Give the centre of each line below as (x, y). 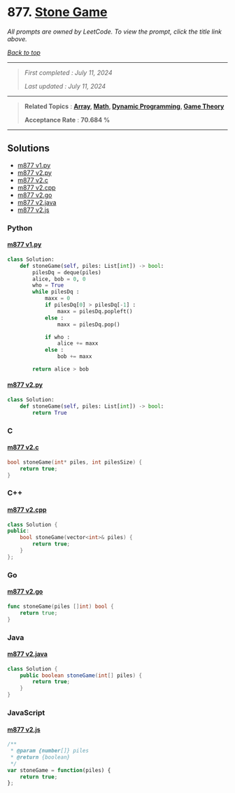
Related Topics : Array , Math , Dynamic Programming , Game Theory (124, 106)
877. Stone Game (57, 12)
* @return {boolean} (40, 757)
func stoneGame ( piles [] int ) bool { (60, 606)
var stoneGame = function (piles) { (59, 770)
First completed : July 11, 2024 (69, 72)
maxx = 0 (57, 299)
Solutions (29, 149)
